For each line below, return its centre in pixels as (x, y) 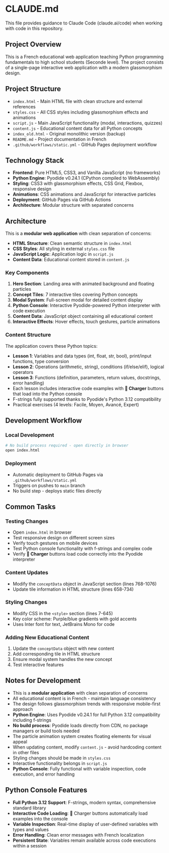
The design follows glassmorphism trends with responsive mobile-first (87, 704)
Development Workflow (44, 421)
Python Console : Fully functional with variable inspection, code (79, 768)
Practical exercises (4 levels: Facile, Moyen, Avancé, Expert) (76, 404)
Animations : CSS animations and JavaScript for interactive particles (84, 195)
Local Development (30, 435)
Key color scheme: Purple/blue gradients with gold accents (75, 619)
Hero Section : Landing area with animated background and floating (83, 284)
